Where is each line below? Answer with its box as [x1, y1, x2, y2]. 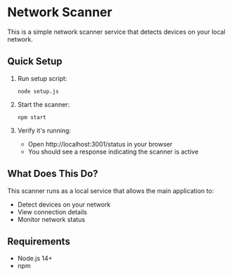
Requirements [7, 235, 70, 247]
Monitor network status [17, 215, 86, 223]
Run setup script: [17, 74, 67, 82]
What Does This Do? [7, 168, 98, 180]
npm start [17, 113, 47, 121]
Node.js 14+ [17, 254, 53, 263]
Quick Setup [7, 56, 63, 68]
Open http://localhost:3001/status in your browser [27, 140, 173, 148]
